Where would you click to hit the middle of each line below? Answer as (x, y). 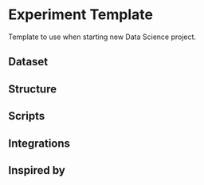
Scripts (27, 116)
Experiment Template (81, 15)
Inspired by (37, 170)
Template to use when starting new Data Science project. (102, 37)
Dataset (28, 62)
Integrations (39, 143)
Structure (33, 89)
